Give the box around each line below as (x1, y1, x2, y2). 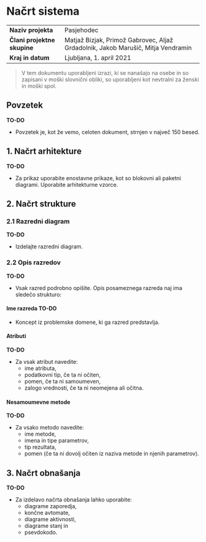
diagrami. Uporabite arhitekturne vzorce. (15, 181, 118, 188)
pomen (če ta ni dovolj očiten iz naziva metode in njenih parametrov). (24, 450, 199, 457)
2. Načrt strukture (6, 198, 77, 209)
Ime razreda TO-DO (6, 305, 57, 312)
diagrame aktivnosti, (24, 515, 76, 523)
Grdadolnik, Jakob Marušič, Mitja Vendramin (64, 43, 192, 52)
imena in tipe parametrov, (24, 437, 89, 444)
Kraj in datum (9, 53, 50, 62)
